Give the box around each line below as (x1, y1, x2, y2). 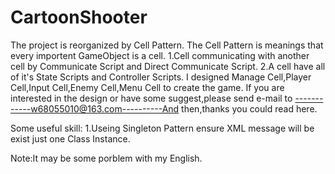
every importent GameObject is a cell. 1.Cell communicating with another (10, 49, 310, 61)
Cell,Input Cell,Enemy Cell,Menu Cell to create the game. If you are (10, 81, 285, 93)
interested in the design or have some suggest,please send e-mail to (10, 92, 293, 104)
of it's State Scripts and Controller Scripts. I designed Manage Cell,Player (10, 71, 312, 83)
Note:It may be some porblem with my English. (10, 152, 203, 164)
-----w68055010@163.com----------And (10, 102, 180, 115)
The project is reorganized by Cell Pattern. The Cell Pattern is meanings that (10, 39, 324, 51)
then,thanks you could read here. (181, 102, 318, 115)
